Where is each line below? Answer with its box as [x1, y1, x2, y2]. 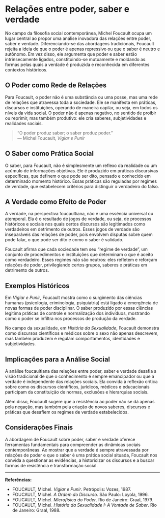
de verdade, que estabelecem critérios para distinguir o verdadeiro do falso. [5, 183, 159, 189]
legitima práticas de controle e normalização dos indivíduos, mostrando [5, 310, 150, 316]
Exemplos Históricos [5, 282, 70, 290]
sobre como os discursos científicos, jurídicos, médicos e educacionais [5, 384, 150, 389]
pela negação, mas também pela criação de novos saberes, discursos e [5, 404, 151, 410]
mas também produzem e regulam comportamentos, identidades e [5, 336, 140, 342]
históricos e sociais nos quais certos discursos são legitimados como [5, 221, 146, 227]
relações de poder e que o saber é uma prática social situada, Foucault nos [5, 452, 158, 458]
